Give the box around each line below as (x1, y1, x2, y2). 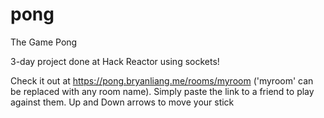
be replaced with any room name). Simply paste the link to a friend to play (10, 85, 315, 97)
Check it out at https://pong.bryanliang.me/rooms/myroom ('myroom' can (10, 74, 314, 87)
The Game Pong (10, 36, 78, 48)
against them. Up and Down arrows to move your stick (10, 96, 235, 108)
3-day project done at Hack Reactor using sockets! (10, 55, 220, 67)
